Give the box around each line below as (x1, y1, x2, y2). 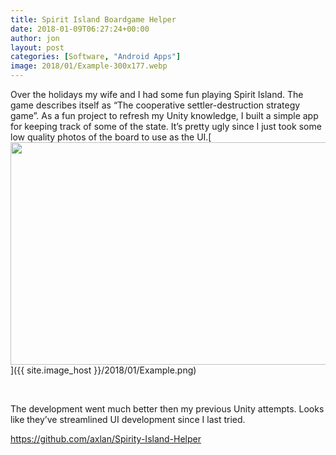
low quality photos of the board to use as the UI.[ (10, 131, 212, 143)
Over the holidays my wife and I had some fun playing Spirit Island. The (10, 89, 304, 100)
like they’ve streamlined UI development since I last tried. (10, 414, 246, 425)
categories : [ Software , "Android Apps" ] (10, 52, 182, 62)
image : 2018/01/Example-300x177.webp (10, 61, 168, 71)
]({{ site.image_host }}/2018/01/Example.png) (10, 364, 197, 376)
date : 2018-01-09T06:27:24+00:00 (10, 24, 150, 34)
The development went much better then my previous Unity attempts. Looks (10, 403, 325, 415)
